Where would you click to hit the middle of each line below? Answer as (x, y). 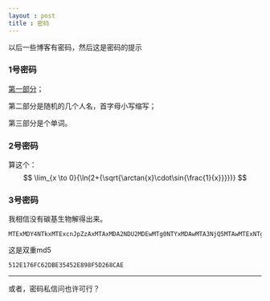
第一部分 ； (26, 88)
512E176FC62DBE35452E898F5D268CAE (66, 266)
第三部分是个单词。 (40, 123)
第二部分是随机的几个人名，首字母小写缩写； (82, 106)
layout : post (32, 16)
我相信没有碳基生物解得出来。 (57, 219)
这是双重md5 (30, 250)
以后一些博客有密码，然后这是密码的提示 (75, 47)
